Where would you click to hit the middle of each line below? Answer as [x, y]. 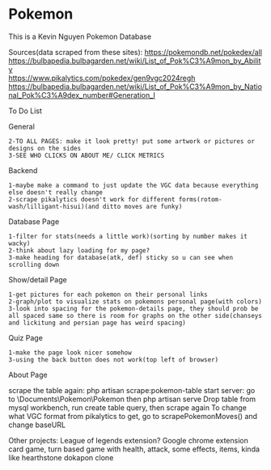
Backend [23, 170]
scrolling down [34, 265]
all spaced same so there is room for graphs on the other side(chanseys [135, 315]
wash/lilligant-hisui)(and [54, 206]
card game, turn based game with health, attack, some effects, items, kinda [134, 449]
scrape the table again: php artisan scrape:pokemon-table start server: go [132, 390]
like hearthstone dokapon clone [61, 457]
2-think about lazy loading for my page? [79, 250]
